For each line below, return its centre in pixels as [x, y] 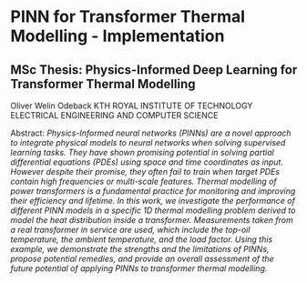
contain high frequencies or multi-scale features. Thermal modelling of [143, 181]
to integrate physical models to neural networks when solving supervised [148, 142]
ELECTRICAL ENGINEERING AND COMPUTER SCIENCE [114, 115]
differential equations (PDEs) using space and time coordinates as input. [147, 162]
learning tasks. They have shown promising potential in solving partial [142, 152]
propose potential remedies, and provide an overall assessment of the [142, 258]
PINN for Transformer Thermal [128, 17]
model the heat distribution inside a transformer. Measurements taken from [152, 220]
